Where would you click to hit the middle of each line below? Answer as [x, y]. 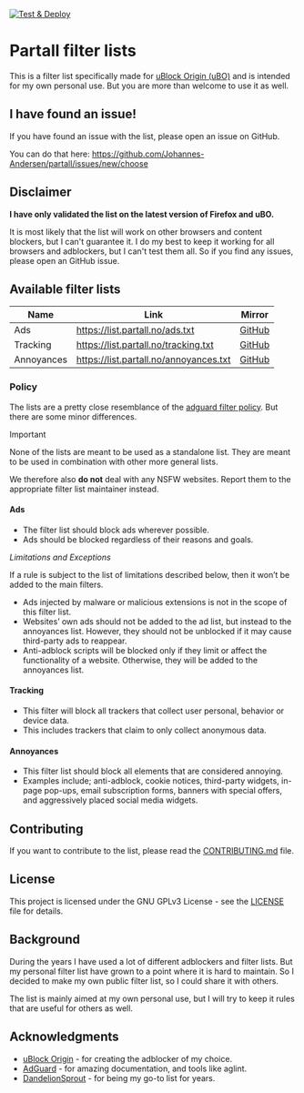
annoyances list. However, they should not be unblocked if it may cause [157, 631]
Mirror [255, 315]
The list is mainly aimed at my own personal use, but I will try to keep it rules [152, 998]
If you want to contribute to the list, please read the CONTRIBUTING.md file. [152, 851]
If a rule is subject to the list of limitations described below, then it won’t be [150, 574]
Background [45, 940]
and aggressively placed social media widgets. [110, 800]
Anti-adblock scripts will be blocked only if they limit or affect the [145, 650]
